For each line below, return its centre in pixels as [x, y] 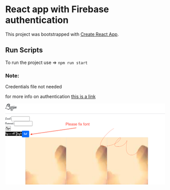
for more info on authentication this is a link [50, 97]
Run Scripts [24, 50]
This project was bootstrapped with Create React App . [62, 34]
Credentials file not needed [34, 87]
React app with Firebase [57, 9]
